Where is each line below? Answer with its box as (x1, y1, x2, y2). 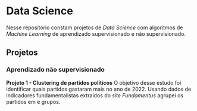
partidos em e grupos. (6, 98, 61, 105)
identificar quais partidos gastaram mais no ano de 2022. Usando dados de (6, 85, 192, 92)
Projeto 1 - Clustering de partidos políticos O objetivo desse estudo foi (6, 79, 182, 86)
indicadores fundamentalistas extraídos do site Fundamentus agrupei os (6, 91, 183, 99)
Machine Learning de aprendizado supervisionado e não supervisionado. (6, 30, 186, 37)
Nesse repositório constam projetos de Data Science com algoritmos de (6, 24, 183, 31)
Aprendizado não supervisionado (6, 66, 105, 74)
